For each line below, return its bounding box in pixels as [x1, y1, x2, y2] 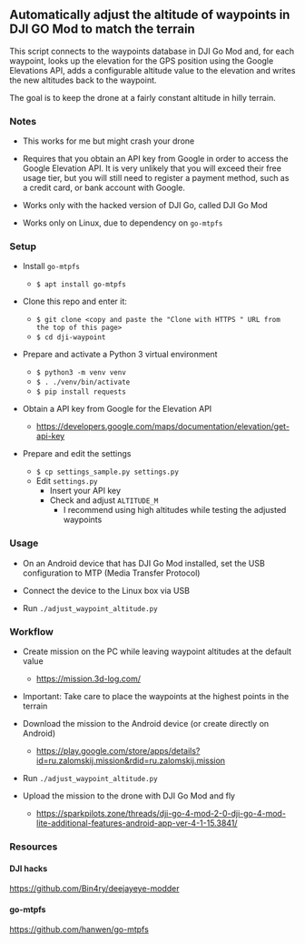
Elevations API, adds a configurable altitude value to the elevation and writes [9, 65, 296, 75]
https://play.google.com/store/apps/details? [35, 746, 201, 756]
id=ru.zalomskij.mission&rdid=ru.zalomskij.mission [35, 755, 225, 766]
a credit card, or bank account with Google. [22, 182, 186, 194]
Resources [9, 840, 58, 853]
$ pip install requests [35, 387, 127, 397]
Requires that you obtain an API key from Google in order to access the [22, 154, 289, 165]
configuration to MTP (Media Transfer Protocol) [22, 567, 201, 578]
